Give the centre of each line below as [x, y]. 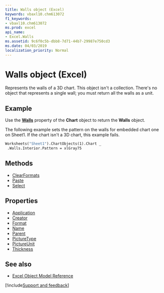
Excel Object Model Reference [43, 276]
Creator [20, 218]
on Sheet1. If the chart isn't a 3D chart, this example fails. [62, 135]
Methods [19, 164]
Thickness [22, 249]
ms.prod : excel [20, 28]
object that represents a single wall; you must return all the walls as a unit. [79, 93]
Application [24, 213]
